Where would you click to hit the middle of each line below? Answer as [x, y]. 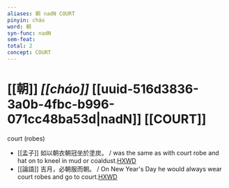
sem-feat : [22, 40]
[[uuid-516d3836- [145, 89]
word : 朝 [19, 26]
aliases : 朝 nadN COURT [41, 14]
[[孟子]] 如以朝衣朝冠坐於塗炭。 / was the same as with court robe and [118, 152]
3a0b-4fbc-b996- [61, 104]
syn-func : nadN [29, 33]
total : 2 [20, 46]
